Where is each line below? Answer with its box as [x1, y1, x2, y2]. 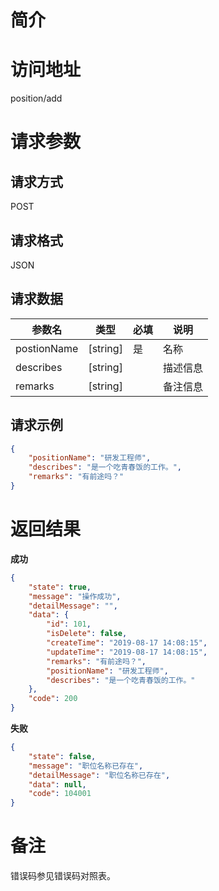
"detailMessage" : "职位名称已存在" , [28, 770, 171, 780]
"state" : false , [28, 751, 97, 761]
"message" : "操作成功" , [28, 591, 122, 601]
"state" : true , [28, 582, 92, 592]
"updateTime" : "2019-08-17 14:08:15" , [46, 647, 208, 657]
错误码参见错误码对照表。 [10, 870, 116, 882]
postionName [15, 341, 79, 355]
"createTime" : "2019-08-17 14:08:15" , [46, 638, 208, 648]
